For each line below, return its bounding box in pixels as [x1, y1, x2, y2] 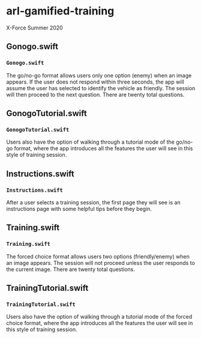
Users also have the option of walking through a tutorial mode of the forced [6, 313, 193, 320]
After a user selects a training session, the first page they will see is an [6, 199, 181, 206]
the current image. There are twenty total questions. [6, 266, 135, 273]
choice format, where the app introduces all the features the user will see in [6, 320, 193, 327]
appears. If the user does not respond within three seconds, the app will [6, 78, 184, 85]
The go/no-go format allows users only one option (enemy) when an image [6, 72, 192, 79]
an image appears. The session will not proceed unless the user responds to [6, 259, 195, 266]
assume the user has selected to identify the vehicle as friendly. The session [6, 84, 196, 91]
